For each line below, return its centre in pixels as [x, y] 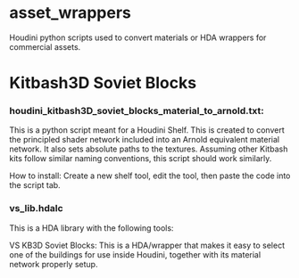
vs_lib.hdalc [37, 208]
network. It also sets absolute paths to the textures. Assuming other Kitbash [149, 149]
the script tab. [35, 185]
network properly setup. [54, 264]
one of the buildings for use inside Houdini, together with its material [135, 254]
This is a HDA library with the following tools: [91, 228]
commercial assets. [45, 46]
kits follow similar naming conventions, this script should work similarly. [141, 159]
